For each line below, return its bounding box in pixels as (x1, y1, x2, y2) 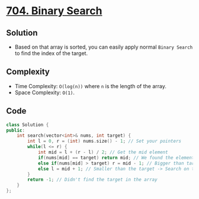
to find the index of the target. (14, 50, 88, 57)
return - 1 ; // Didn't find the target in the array (27, 176, 158, 183)
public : (6, 127, 25, 133)
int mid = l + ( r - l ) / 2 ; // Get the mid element (37, 149, 168, 155)
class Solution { (6, 121, 49, 128)
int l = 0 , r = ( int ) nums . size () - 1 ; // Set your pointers (27, 138, 182, 145)
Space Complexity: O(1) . (14, 89, 75, 96)
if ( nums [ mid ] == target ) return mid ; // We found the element (37, 155, 195, 161)
